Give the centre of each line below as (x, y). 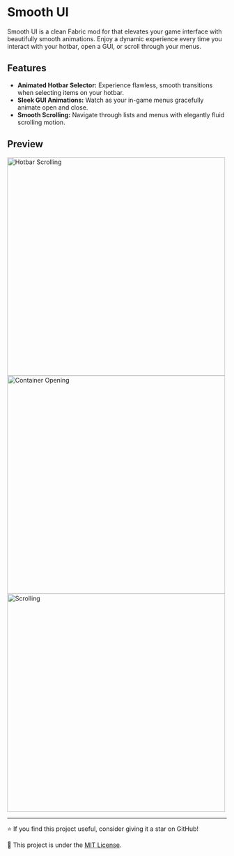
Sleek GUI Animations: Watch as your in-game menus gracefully (110, 100)
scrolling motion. (41, 122)
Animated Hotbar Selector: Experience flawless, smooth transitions (115, 85)
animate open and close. (53, 107)
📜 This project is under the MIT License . (64, 845)
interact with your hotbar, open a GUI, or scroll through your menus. (104, 46)
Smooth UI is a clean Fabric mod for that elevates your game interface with (115, 31)
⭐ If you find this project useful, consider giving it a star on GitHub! (103, 829)
